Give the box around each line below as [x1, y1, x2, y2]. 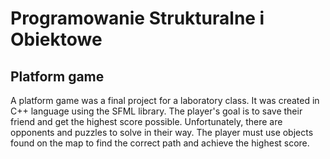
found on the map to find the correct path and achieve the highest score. [10, 137, 310, 149]
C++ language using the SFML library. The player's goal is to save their [10, 105, 303, 117]
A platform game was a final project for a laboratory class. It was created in [10, 95, 320, 106]
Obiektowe [10, 28, 103, 51]
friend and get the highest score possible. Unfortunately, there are [10, 116, 283, 127]
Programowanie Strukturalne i [10, 7, 265, 30]
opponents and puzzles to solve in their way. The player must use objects [10, 127, 314, 138]
